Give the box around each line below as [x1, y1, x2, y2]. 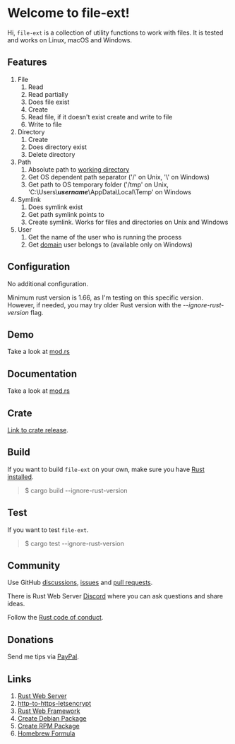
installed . [7, 472, 34, 481]
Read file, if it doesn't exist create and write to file [28, 112, 173, 121]
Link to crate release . [7, 426, 68, 434]
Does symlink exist [28, 203, 83, 211]
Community [7, 560, 61, 572]
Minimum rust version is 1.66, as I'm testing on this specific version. [7, 293, 204, 302]
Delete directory [28, 150, 76, 158]
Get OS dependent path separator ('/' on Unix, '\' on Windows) [28, 172, 210, 181]
